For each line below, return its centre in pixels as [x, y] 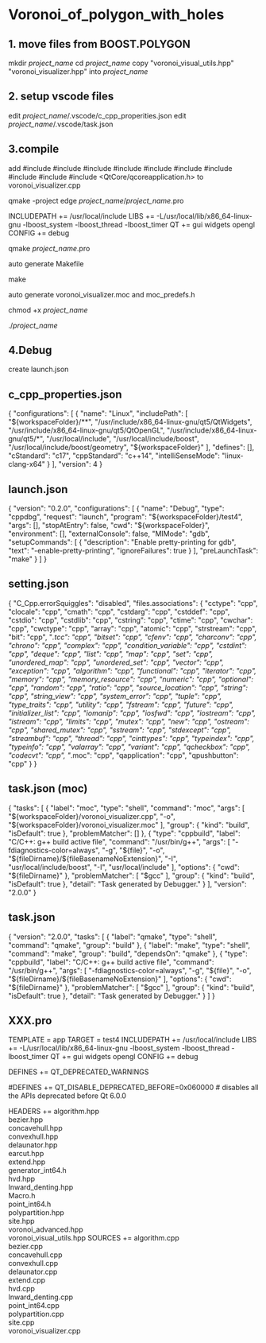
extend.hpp [27, 1162]
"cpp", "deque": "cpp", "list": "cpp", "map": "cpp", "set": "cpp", [111, 654]
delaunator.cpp [33, 1272]
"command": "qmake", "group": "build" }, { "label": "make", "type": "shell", [129, 945]
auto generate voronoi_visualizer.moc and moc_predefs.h [102, 294]
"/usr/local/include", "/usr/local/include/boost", [123, 439]
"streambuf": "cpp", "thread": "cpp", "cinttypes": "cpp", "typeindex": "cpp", [131, 738]
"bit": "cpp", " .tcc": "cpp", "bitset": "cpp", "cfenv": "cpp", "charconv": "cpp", [133, 637]
